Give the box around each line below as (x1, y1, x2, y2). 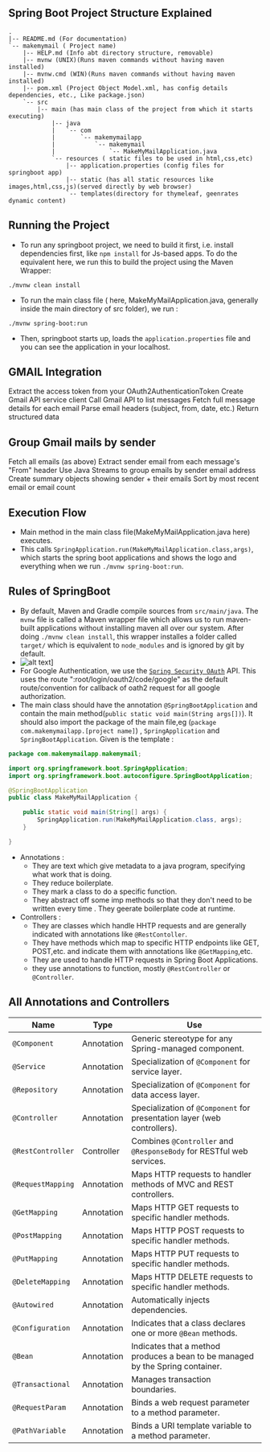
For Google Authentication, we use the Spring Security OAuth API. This (19, 665, 256, 675)
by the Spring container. (131, 1360, 223, 1372)
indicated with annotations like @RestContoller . (31, 929, 187, 939)
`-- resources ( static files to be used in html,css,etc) (51, 154, 253, 162)
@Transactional (12, 1380, 71, 1388)
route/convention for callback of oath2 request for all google (19, 683, 221, 693)
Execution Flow (8, 506, 87, 520)
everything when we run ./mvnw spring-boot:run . (19, 561, 184, 571)
